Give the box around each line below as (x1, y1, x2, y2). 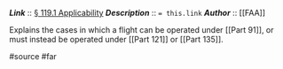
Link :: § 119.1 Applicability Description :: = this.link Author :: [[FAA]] (9, 8, 266, 18)
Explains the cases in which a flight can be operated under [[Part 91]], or (9, 25, 274, 34)
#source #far (9, 51, 58, 61)
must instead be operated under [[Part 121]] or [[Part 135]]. (9, 34, 224, 44)
